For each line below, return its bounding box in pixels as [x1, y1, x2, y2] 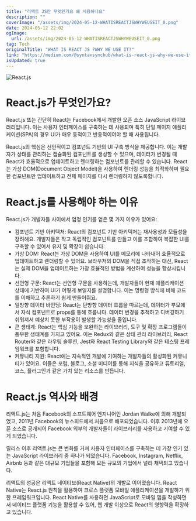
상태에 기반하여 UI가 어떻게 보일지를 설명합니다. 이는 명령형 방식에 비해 [14, 287, 176, 294]
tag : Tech [6, 42, 30, 47]
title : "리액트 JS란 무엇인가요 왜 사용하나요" [6, 8, 106, 15]
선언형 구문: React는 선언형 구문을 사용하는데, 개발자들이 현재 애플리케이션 [14, 279, 184, 287]
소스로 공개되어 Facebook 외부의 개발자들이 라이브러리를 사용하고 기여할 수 [12, 425, 184, 432]
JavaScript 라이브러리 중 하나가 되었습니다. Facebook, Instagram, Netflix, [12, 452, 183, 460]
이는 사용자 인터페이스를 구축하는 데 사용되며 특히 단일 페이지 [32, 124, 171, 131]
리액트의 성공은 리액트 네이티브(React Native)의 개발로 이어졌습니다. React [6, 479, 177, 486]
